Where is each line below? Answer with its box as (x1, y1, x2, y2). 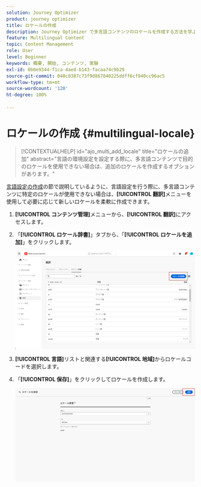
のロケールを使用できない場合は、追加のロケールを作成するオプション (20, 163, 195, 170)
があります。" (20, 170, 55, 177)
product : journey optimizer (6, 16, 77, 22)
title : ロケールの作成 (6, 22, 57, 28)
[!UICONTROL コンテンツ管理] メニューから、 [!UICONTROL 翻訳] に (14, 211, 181, 218)
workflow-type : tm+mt (6, 79, 61, 85)
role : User (6, 48, 34, 54)
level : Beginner (6, 54, 47, 60)
